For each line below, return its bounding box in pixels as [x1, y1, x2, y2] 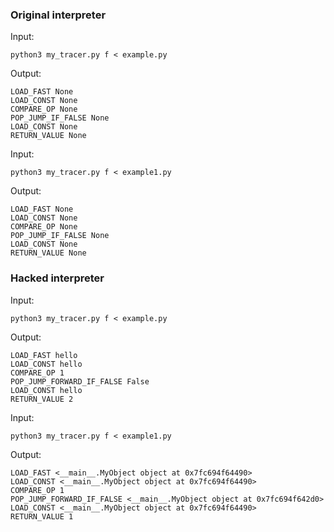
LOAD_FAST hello [10, 350, 78, 360]
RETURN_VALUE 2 [10, 394, 74, 404]
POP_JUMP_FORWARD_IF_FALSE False [10, 376, 150, 387]
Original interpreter [10, 8, 107, 22]
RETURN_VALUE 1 [10, 511, 74, 522]
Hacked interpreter [10, 271, 105, 285]
